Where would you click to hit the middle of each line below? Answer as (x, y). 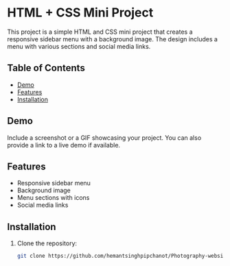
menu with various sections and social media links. (79, 46)
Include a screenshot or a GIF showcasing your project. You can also (104, 137)
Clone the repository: (47, 243)
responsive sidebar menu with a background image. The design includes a (113, 39)
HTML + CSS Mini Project (80, 13)
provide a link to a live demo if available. (64, 145)
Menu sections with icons (53, 198)
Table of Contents (46, 68)
